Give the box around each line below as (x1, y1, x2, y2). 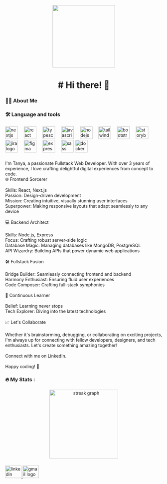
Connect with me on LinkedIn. (5, 353, 67, 359)
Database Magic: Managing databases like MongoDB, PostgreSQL (5, 242, 141, 248)
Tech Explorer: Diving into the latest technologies (5, 308, 106, 314)
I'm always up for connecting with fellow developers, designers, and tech (5, 337, 156, 343)
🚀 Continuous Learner (5, 292, 50, 298)
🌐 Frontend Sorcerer (5, 176, 48, 182)
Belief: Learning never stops (5, 303, 63, 309)
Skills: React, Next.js (5, 187, 47, 193)
